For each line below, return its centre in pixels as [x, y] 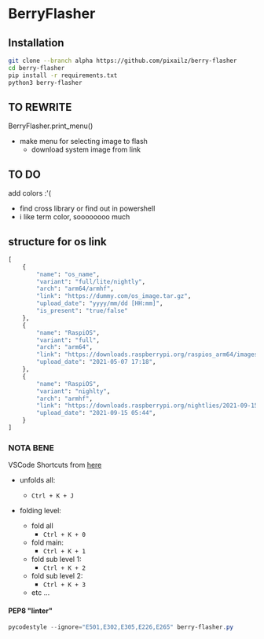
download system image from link [86, 149]
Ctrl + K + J [53, 496]
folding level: [40, 511]
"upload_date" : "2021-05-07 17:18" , [96, 362]
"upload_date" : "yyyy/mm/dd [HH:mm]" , [100, 303]
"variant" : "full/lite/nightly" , [91, 281]
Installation [36, 43]
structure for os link [58, 242]
